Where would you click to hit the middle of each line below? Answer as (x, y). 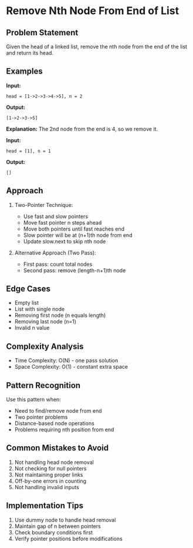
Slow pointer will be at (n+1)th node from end (78, 235)
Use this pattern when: (34, 400)
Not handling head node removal (54, 462)
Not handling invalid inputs (47, 487)
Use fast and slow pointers (56, 216)
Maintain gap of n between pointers (57, 526)
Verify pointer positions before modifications (69, 539)
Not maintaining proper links (49, 475)
